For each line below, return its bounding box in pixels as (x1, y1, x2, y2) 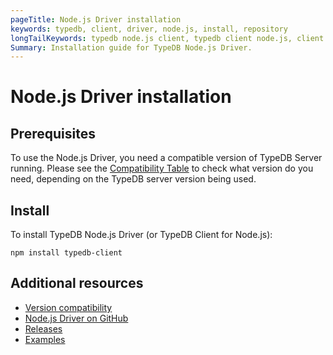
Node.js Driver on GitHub (24, 312, 129, 324)
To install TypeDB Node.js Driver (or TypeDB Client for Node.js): (10, 229, 273, 241)
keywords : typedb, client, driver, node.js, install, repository (10, 24, 288, 34)
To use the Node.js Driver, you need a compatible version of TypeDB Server (10, 152, 323, 164)
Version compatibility (24, 301, 113, 313)
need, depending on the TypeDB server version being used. (10, 173, 257, 185)
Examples (24, 333, 66, 345)
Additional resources (10, 275, 144, 292)
